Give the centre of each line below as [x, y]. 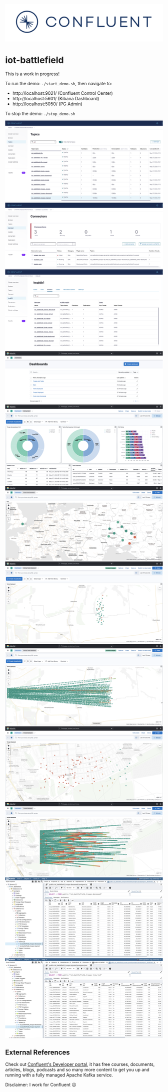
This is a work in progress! [32, 74]
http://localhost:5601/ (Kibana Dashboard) [56, 99]
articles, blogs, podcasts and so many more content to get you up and [77, 1070]
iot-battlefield [34, 60]
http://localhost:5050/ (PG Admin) [47, 104]
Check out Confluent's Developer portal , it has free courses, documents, [80, 1064]
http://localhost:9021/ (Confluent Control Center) [63, 93]
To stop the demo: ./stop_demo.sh [40, 114]
